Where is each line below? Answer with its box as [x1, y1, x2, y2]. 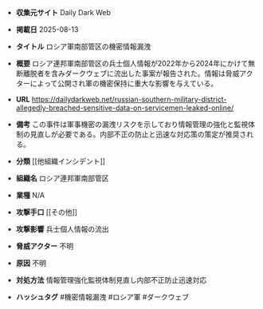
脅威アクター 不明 [15, 241, 74, 251]
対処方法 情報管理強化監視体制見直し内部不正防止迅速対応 [15, 275, 207, 284]
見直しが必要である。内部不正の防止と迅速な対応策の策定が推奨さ [29, 129, 247, 139]
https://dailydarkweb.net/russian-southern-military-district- [31, 95, 227, 104]
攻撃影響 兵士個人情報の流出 [15, 224, 109, 234]
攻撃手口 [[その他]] [15, 208, 78, 216]
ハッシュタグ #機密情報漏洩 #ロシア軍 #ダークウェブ [15, 292, 190, 302]
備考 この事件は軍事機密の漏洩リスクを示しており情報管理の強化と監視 [15, 120, 249, 129]
